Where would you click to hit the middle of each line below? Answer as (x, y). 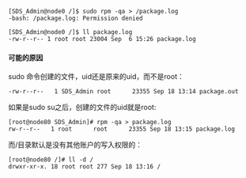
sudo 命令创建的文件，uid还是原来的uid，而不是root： (96, 77)
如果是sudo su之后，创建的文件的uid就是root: (82, 108)
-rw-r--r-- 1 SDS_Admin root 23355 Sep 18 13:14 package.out (123, 92)
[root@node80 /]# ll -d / (51, 160)
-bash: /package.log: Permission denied (76, 18)
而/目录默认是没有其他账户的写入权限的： (76, 145)
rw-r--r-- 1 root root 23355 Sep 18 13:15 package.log (122, 129)
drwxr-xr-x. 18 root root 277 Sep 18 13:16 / (84, 167)
